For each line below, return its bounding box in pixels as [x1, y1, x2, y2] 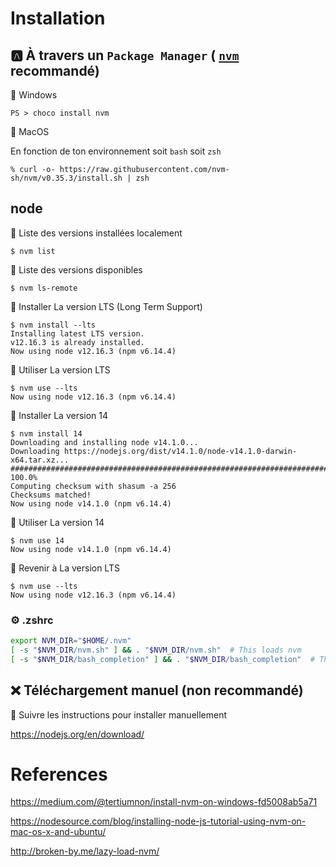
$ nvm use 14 [10, 535, 65, 546]
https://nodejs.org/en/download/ [10, 728, 145, 740]
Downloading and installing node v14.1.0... [10, 437, 199, 447]
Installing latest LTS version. [10, 328, 145, 339]
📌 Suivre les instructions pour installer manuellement [10, 708, 228, 721]
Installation [10, 7, 106, 30]
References [10, 763, 108, 786]
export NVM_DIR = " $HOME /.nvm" [10, 636, 132, 646]
